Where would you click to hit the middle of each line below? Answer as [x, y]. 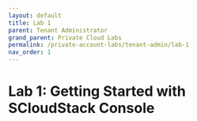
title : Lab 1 [30, 23]
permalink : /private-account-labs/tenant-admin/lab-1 [99, 45]
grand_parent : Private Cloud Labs [65, 38]
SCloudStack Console [81, 108]
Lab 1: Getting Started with [97, 91]
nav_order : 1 [30, 52]
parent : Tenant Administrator [58, 30]
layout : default [35, 15]
